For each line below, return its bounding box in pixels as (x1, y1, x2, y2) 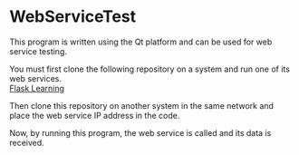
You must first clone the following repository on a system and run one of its (9, 63, 290, 74)
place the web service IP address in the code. (9, 110, 180, 121)
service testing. (9, 45, 68, 56)
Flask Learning (9, 82, 65, 93)
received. (9, 137, 45, 148)
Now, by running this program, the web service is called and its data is (9, 127, 272, 138)
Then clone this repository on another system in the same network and (9, 100, 275, 111)
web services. (9, 73, 62, 83)
